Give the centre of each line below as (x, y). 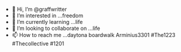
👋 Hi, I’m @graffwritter (39, 9)
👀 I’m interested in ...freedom (47, 16)
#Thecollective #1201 (38, 44)
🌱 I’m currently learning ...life (47, 22)
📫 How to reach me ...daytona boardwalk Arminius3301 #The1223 (93, 35)
